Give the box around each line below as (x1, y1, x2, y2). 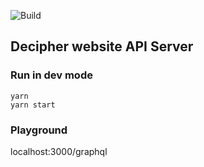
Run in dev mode (10, 68, 93, 82)
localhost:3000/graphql (10, 145, 108, 157)
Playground (10, 123, 68, 137)
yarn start (10, 100, 56, 110)
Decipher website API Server (10, 38, 194, 55)
